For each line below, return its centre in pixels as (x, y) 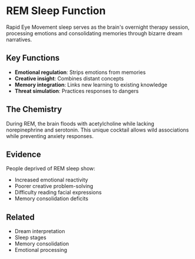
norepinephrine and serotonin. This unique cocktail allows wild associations (97, 130)
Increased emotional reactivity (51, 180)
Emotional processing (41, 250)
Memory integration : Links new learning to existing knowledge (91, 85)
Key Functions (33, 58)
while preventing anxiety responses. (50, 136)
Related (21, 217)
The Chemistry (34, 110)
